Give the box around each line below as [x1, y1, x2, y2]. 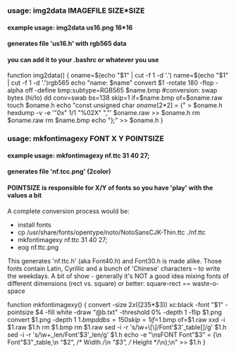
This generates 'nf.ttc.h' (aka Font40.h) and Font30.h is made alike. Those [7, 256, 222, 265]
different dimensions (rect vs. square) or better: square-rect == [7, 279, 191, 287]
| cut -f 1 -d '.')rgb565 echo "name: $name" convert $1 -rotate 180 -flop [7, 78, 214, 87]
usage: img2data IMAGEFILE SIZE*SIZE [7, 6, 145, 16]
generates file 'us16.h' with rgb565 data [7, 40, 127, 48]
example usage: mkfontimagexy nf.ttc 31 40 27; [7, 151, 150, 160]
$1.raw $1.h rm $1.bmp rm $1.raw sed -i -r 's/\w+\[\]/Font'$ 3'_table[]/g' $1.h [7, 323, 227, 331]
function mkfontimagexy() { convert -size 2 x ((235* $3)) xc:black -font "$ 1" [7, 300, 224, 309]
